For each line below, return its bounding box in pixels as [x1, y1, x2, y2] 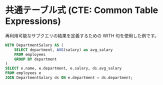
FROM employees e [5, 70, 41, 75]
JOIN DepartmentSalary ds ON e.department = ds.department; [5, 75, 133, 80]
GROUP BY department [14, 56, 57, 61]
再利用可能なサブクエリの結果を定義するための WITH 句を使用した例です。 [5, 32, 159, 38]
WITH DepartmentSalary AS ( [5, 42, 64, 47]
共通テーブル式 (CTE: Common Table [5, 4, 158, 16]
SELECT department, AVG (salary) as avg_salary [14, 47, 113, 52]
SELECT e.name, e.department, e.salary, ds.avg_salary [5, 66, 122, 71]
